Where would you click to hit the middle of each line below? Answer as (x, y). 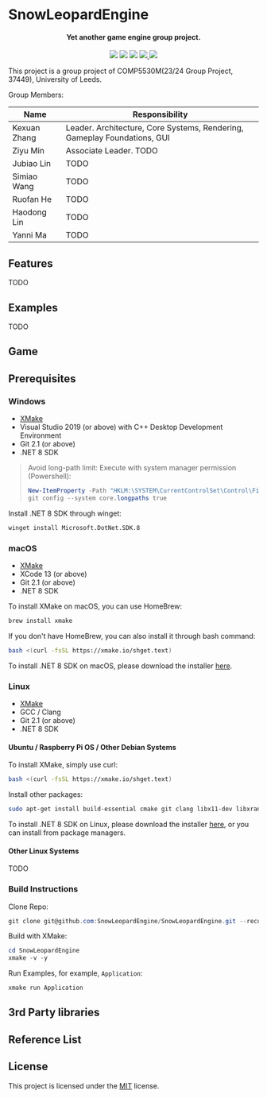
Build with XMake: (38, 936)
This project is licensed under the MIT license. (84, 1085)
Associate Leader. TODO (112, 151)
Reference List (45, 1040)
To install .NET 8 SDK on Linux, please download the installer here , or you (129, 825)
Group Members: (36, 95)
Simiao (25, 176)
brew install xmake (41, 621)
